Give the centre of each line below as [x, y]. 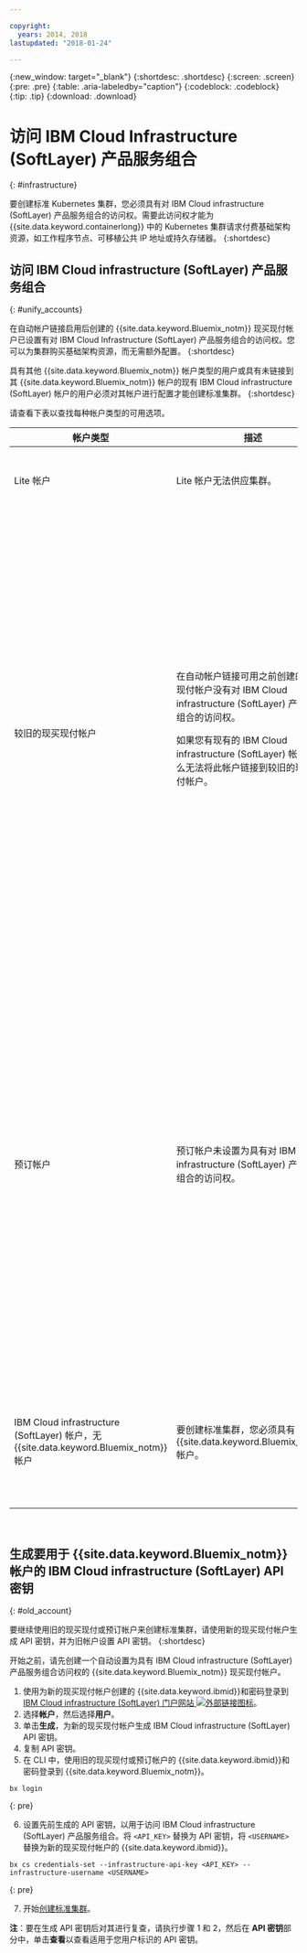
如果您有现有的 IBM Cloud [232, 740]
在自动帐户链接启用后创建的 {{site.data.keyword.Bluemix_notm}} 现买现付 [148, 328]
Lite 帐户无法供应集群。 [226, 481]
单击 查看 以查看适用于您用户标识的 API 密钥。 [118, 1939]
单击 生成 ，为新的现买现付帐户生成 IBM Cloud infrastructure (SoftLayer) [156, 1725]
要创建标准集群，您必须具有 [235, 1430]
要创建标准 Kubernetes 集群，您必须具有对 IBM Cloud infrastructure [137, 204]
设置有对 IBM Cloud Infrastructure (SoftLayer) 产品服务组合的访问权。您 [160, 340]
